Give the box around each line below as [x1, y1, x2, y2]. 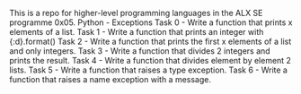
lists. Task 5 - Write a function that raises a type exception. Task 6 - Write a [9, 64, 288, 75]
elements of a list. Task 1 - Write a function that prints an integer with [9, 27, 264, 37]
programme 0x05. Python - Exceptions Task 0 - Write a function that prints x [9, 17, 293, 28]
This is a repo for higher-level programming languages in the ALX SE [9, 8, 263, 18]
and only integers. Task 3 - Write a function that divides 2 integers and [9, 46, 271, 56]
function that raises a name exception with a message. [9, 74, 212, 84]
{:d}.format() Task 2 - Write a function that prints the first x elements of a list [9, 36, 292, 47]
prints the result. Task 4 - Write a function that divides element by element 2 [9, 56, 292, 65]
